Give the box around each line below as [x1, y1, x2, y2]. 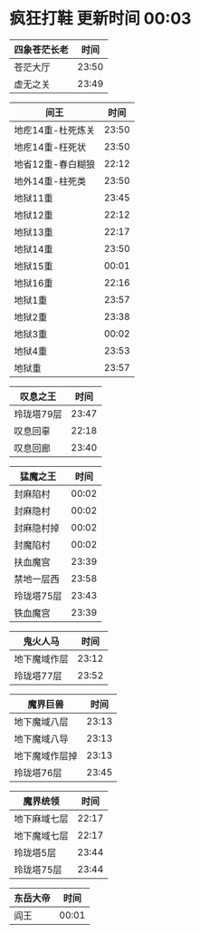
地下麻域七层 [14, 812, 70, 825]
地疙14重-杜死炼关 [14, 123, 96, 136]
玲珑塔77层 [14, 669, 62, 682]
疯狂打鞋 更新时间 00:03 [9, 8, 192, 29]
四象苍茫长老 [14, 43, 70, 55]
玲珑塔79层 [14, 407, 62, 420]
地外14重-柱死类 [14, 174, 87, 187]
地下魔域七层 [14, 829, 70, 842]
